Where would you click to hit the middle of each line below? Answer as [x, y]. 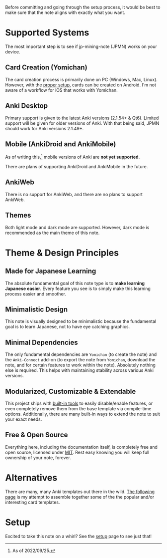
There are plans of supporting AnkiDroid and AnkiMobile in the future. [77, 167]
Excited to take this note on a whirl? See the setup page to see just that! [79, 536]
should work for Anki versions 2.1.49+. [44, 128]
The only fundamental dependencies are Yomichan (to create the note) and [81, 354]
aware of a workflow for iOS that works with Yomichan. [61, 90]
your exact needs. [24, 419]
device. [13, 51]
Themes [18, 215]
